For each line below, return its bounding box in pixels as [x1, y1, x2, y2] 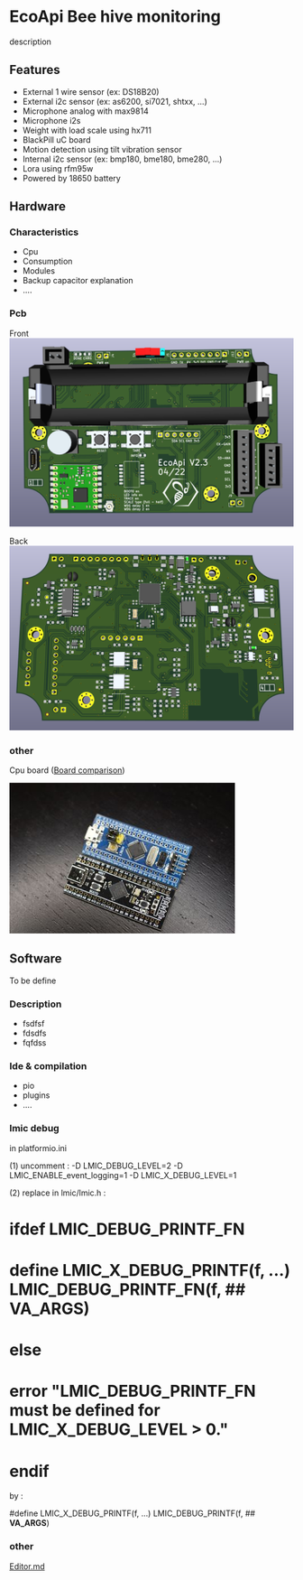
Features [9, 62, 60, 78]
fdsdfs [22, 1027, 47, 1039]
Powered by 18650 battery [22, 172, 122, 183]
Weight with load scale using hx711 [22, 125, 151, 135]
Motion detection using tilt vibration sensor [22, 144, 182, 154]
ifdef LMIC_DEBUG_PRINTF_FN [9, 1219, 245, 1239]
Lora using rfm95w [22, 163, 94, 173]
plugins [22, 1090, 50, 1101]
